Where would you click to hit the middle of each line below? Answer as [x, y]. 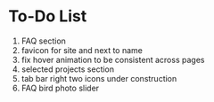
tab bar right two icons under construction [99, 78]
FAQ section [43, 41]
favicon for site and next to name [82, 50]
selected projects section [68, 69]
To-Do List [48, 16]
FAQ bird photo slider [60, 88]
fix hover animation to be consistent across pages [113, 59]
